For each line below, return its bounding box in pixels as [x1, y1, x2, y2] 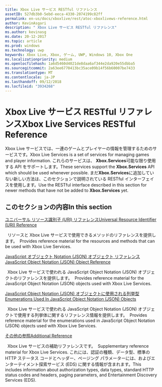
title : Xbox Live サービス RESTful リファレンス [5, 7, 98, 12]
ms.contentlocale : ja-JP [5, 75, 55, 80]
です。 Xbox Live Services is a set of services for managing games [17, 151, 149, 158]
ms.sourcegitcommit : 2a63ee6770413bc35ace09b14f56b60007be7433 [5, 66, 135, 71]
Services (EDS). [5, 377, 37, 383]
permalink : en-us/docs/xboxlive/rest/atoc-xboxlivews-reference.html [5, 16, 148, 21]
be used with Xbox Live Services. [5, 244, 72, 250]
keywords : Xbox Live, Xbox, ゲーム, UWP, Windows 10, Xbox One [5, 52, 133, 57]
